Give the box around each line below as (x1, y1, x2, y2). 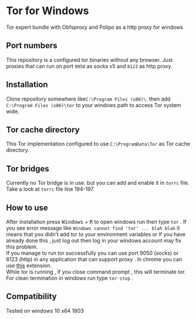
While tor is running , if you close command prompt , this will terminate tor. (6, 268, 186, 275)
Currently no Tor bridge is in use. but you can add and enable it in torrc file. (6, 180, 190, 187)
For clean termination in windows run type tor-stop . (6, 275, 134, 281)
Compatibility (6, 291, 57, 301)
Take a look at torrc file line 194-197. (6, 185, 95, 192)
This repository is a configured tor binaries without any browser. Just (6, 56, 173, 63)
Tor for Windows (6, 4, 89, 18)
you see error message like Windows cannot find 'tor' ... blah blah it (6, 225, 180, 231)
